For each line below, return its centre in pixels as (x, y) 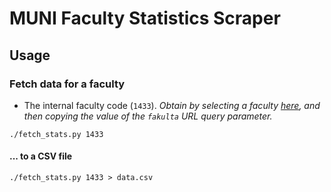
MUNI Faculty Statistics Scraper (145, 18)
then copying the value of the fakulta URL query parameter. (148, 116)
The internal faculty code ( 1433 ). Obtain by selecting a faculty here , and (172, 105)
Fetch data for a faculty (67, 84)
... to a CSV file (41, 156)
